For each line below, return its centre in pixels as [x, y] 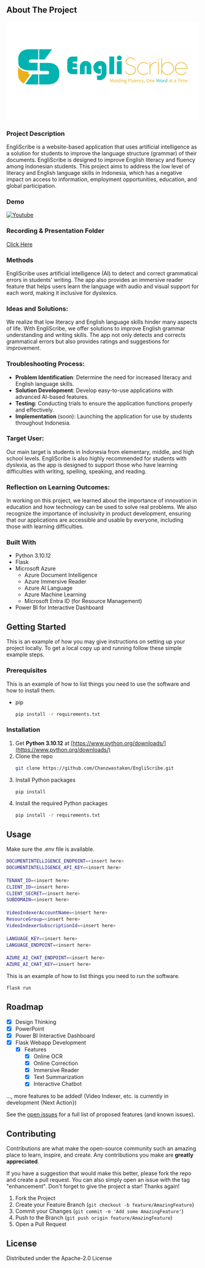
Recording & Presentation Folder [56, 231]
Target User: [25, 439]
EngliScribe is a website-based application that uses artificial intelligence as [102, 147]
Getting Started [36, 627]
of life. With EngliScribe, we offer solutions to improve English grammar [96, 328]
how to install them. [31, 690]
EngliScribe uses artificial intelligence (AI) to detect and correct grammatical [102, 273]
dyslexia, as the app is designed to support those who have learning [92, 465]
